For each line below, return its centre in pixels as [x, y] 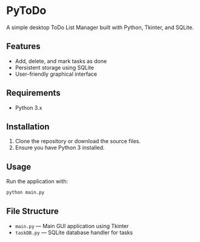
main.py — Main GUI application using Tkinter [72, 226]
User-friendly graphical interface [56, 74]
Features [23, 46]
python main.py [25, 193]
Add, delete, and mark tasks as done [61, 61]
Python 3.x [28, 107]
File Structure [32, 211]
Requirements [33, 93]
